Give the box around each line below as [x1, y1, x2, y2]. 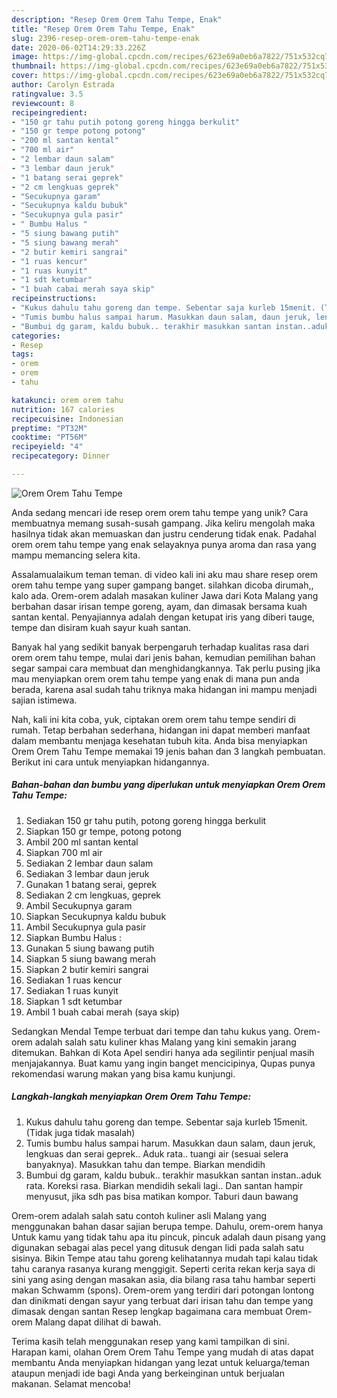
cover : [11, 71, 39, 81]
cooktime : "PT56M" [11, 432, 88, 443]
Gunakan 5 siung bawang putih [25, 942, 155, 954]
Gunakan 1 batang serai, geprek [25, 878, 158, 890]
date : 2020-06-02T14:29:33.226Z [11, 42, 146, 53]
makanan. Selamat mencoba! [11, 1377, 131, 1390]
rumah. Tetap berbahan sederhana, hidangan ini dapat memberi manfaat [11, 724, 311, 736]
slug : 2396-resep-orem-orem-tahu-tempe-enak [11, 33, 200, 43]
